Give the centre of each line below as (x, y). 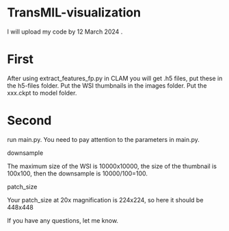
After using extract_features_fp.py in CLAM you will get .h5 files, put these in (115, 78)
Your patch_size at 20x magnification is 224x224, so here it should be (105, 199)
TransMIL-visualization (74, 13)
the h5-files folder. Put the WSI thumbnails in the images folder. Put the (107, 85)
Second (29, 121)
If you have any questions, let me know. (63, 220)
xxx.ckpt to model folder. (42, 93)
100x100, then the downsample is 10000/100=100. (78, 173)
